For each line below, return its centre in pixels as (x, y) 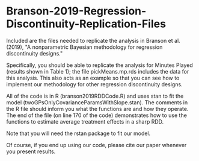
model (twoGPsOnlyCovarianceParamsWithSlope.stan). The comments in (97, 102)
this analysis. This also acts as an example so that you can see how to (93, 78)
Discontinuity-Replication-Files (86, 24)
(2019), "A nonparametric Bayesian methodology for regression (84, 47)
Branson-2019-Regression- (76, 11)
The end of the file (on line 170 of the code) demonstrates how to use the (97, 115)
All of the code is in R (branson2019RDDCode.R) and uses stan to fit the (95, 96)
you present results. (31, 151)
